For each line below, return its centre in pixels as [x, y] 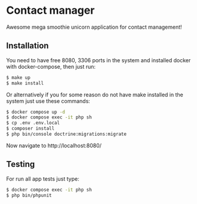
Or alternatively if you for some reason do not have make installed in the [95, 95]
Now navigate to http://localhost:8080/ [54, 145]
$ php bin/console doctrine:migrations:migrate [67, 134]
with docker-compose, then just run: [51, 66]
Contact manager [50, 10]
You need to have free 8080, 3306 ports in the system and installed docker [98, 60]
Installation [27, 46]
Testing [21, 164]
